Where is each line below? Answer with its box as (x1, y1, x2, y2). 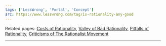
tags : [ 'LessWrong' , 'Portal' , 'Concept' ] (5, 7, 94, 12)
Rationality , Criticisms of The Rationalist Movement (5, 31, 109, 37)
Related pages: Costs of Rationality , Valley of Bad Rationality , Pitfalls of (5, 25, 149, 31)
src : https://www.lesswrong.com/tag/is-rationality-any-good (5, 12, 134, 17)
